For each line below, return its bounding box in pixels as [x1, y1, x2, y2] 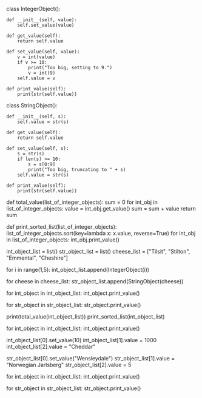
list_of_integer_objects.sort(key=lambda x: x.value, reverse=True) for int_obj [6, 230, 196, 237]
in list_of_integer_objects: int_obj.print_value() [6, 236, 120, 243]
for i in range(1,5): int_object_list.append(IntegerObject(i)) [6, 266, 150, 273]
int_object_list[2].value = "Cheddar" [6, 343, 96, 350]
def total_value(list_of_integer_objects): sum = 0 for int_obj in [6, 198, 158, 206]
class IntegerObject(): [6, 5, 61, 12]
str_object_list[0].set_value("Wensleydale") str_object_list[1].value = [6, 355, 175, 362]
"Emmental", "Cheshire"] [6, 254, 69, 261]
